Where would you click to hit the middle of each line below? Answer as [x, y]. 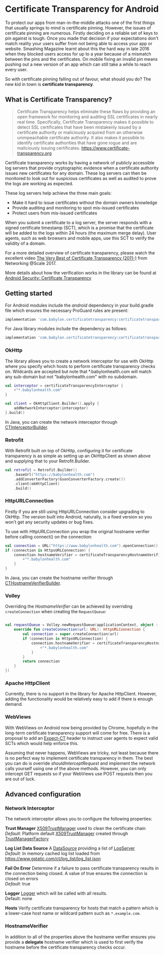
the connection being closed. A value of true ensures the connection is [76, 874]
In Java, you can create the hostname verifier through [59, 578]
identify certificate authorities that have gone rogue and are [77, 143]
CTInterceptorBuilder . [27, 427]
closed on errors [22, 878]
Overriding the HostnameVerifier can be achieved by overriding [69, 606]
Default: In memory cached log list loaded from [52, 853]
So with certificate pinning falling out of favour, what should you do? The [78, 79]
